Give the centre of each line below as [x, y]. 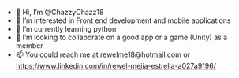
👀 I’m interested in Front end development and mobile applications [123, 20]
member [29, 46]
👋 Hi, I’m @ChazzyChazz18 [60, 12]
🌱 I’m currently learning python [66, 29]
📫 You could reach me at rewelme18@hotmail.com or [103, 54]
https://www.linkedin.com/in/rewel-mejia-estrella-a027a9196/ [116, 66]
